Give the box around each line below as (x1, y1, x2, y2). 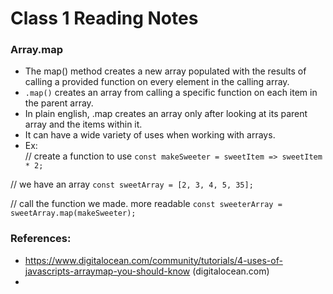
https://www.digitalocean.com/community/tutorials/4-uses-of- (24, 254, 283, 266)
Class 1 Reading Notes (10, 7, 199, 30)
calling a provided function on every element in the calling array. (24, 76, 290, 88)
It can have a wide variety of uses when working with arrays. (24, 129, 276, 141)
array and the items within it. (24, 118, 143, 131)
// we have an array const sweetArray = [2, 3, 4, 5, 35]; (10, 178, 254, 191)
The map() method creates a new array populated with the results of (24, 65, 307, 77)
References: (10, 232, 72, 246)
